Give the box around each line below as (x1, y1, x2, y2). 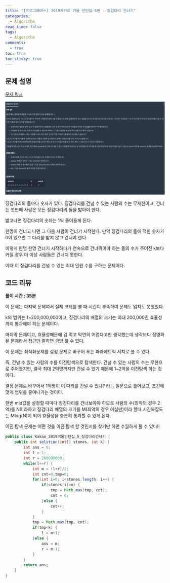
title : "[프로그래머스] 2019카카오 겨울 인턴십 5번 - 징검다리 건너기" (5, 8, 136, 13)
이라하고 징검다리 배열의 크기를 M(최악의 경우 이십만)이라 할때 (19, 406, 142, 413)
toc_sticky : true (5, 56, 42, 61)
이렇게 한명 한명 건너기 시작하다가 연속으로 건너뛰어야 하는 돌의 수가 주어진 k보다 (5, 245, 164, 251)
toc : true (5, 51, 26, 56)
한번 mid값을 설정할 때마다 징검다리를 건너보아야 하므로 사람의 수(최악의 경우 (5, 400, 156, 406)
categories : (5, 13, 30, 19)
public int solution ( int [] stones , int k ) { (14, 440, 110, 445)
